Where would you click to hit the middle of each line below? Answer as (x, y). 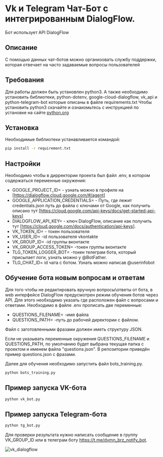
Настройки (23, 164)
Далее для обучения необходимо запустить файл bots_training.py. (74, 363)
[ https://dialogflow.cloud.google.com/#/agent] (59, 195)
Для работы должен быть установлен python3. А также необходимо (76, 92)
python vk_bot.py (23, 399)
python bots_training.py (30, 373)
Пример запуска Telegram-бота (56, 414)
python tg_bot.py (23, 426)
